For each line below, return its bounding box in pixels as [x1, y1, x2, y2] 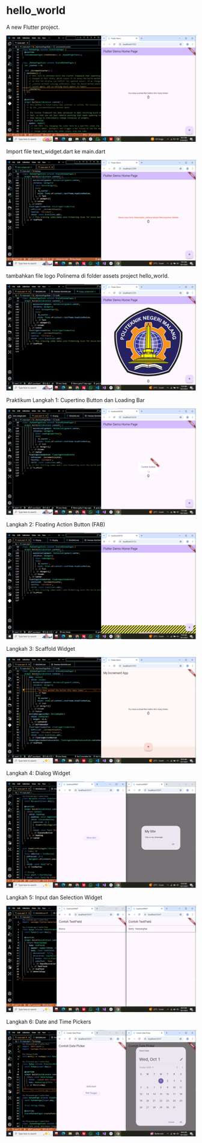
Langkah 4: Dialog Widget [6, 769, 71, 776]
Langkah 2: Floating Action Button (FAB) [6, 520, 106, 528]
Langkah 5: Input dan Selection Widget [6, 894, 103, 901]
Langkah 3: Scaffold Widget [6, 645, 75, 652]
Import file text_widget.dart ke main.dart [6, 148, 106, 155]
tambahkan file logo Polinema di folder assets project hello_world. [6, 272, 170, 279]
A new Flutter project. [6, 23, 60, 31]
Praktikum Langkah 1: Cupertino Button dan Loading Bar [6, 396, 145, 403]
